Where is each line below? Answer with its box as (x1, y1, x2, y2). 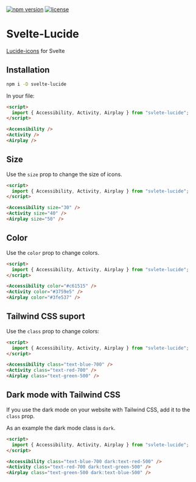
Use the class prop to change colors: (6, 327, 99, 335)
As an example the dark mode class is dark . (6, 424, 116, 431)
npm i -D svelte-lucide (6, 81, 67, 87)
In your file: (6, 92, 35, 99)
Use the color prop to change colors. (6, 249, 99, 256)
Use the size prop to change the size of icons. (6, 171, 123, 178)
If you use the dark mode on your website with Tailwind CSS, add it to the (6, 406, 191, 413)
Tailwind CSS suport (6, 311, 85, 322)
